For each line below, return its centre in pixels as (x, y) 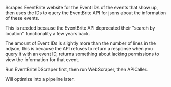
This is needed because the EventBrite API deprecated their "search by (80, 28)
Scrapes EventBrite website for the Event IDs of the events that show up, (82, 7)
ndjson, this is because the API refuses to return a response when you (79, 49)
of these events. (22, 18)
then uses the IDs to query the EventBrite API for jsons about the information (86, 13)
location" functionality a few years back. (48, 33)
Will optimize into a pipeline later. (40, 79)
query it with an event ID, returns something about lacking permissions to (82, 54)
